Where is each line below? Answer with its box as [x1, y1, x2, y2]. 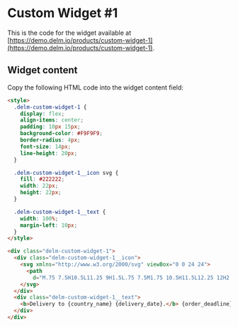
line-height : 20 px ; [20, 149, 78, 157]
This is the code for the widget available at [7, 28, 132, 37]
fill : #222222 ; [20, 176, 65, 183]
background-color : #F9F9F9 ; [20, 130, 103, 137]
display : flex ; [20, 110, 65, 117]
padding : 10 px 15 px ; [20, 123, 81, 131]
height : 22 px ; [20, 189, 62, 196]
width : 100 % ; [20, 215, 59, 222]
